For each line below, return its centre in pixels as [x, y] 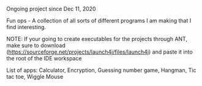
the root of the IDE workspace [44, 58]
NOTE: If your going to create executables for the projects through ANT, [97, 39]
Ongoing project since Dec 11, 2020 [51, 9]
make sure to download [36, 45]
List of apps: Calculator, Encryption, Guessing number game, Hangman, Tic [101, 70]
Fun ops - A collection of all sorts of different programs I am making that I [99, 20]
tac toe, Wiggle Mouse [35, 77]
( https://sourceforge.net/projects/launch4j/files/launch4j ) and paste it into [99, 52]
